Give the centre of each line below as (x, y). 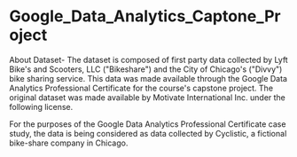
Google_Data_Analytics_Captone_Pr (145, 16)
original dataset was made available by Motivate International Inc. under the (148, 97)
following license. (41, 106)
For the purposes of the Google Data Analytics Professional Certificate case (148, 124)
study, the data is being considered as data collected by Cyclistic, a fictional (148, 133)
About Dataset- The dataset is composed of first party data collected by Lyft (148, 59)
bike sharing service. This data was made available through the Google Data (148, 78)
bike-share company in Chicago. (69, 143)
